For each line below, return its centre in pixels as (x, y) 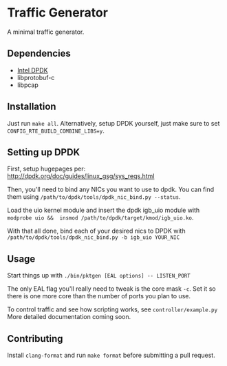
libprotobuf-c (36, 77)
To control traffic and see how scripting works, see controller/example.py (112, 309)
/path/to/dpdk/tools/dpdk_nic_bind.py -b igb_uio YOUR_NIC (94, 238)
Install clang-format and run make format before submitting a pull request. (111, 355)
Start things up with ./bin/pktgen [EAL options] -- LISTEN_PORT (99, 276)
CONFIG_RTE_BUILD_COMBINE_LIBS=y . (56, 131)
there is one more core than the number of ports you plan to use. (99, 296)
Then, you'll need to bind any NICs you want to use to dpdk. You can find (111, 190)
